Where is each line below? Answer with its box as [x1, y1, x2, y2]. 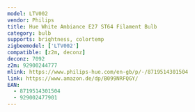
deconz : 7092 [7, 56, 45, 63]
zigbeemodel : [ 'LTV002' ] [7, 42, 79, 49]
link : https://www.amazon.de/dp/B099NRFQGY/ [7, 74, 139, 82]
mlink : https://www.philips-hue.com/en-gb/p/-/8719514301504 [7, 68, 189, 75]
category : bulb [7, 29, 52, 37]
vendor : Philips [7, 17, 54, 24]
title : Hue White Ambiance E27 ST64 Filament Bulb [7, 23, 157, 30]
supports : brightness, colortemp [7, 36, 104, 43]
